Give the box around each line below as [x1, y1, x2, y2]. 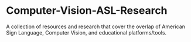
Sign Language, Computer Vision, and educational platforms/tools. [6, 29, 167, 36]
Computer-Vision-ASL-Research [6, 4, 168, 17]
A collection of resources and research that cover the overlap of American [6, 23, 186, 30]
